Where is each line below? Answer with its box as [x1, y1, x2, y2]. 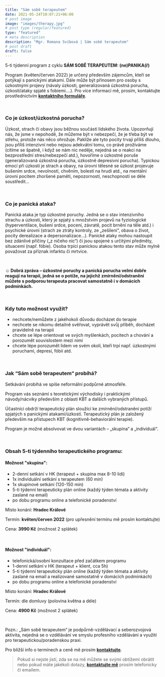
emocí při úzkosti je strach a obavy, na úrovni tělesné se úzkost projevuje [5, 163, 154, 169]
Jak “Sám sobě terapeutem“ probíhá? [5, 370, 97, 377]
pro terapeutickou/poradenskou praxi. [5, 637, 82, 643]
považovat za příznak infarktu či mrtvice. [5, 248, 88, 255]
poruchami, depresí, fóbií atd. [12, 348, 72, 354]
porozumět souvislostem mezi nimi [12, 337, 83, 344]
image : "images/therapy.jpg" [5, 21, 65, 26]
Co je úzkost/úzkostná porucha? [5, 115, 85, 122]
